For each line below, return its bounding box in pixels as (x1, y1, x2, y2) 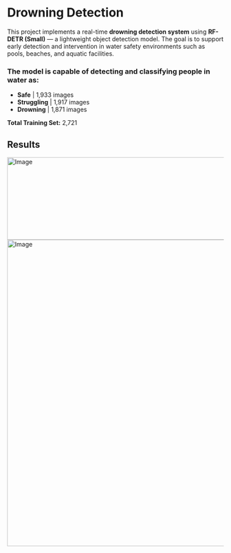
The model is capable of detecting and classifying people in (7, 67, 211, 76)
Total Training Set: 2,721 (7, 119, 78, 127)
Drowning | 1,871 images (16, 105, 87, 114)
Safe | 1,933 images (16, 91, 74, 99)
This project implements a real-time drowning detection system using (7, 27, 207, 36)
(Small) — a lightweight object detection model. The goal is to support (24, 34, 224, 43)
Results (7, 139, 41, 150)
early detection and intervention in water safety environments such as (7, 42, 206, 50)
